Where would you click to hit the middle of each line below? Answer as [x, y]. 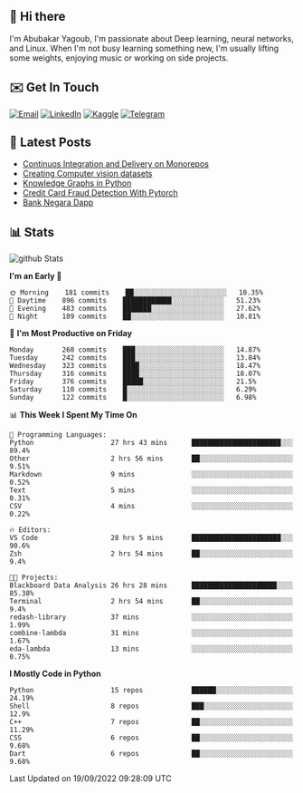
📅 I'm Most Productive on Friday [71, 334]
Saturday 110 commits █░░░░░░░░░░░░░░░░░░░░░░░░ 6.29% [133, 390]
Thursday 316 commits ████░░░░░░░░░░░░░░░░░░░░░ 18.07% [135, 374]
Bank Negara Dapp [58, 203]
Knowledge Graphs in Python [77, 183]
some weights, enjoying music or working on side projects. [119, 58]
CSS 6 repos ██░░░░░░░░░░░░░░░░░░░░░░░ [151, 738]
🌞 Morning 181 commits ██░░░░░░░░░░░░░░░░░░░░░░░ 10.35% [137, 293]
